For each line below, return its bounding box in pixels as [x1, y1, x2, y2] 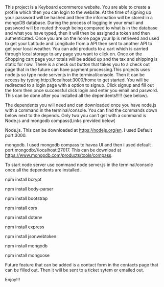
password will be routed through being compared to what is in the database [5, 25, 158, 31]
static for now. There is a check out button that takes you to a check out [5, 61, 150, 67]
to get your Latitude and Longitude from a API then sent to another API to [5, 41, 153, 46]
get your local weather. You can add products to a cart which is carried [5, 46, 148, 51]
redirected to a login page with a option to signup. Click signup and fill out [5, 82, 154, 88]
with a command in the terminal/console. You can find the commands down [5, 107, 158, 113]
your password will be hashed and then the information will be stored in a [5, 15, 153, 20]
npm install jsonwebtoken [5, 234, 57, 239]
